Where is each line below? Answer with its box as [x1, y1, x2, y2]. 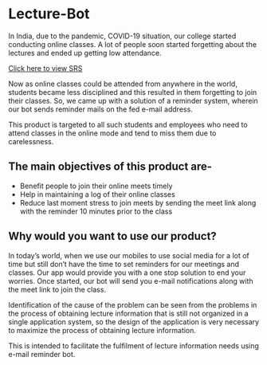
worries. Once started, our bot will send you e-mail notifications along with [8, 276, 253, 285]
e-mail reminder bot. [8, 349, 76, 359]
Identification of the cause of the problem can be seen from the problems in [8, 300, 257, 309]
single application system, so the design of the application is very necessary [8, 316, 260, 327]
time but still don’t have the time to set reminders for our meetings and [8, 259, 240, 269]
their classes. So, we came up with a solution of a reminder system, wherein [8, 96, 259, 105]
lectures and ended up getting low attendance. [8, 48, 162, 57]
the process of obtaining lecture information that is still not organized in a [8, 308, 249, 318]
